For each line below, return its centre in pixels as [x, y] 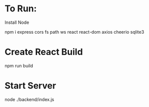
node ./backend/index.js [29, 99]
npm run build [19, 65]
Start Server [31, 86]
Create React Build [44, 52]
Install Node [17, 22]
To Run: [21, 9]
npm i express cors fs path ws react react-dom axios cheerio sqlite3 [74, 32]
